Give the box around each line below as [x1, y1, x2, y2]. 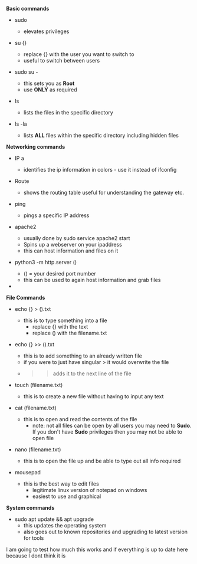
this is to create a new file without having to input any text [23, 393, 164, 400]
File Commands [6, 294, 45, 301]
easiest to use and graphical [32, 493, 101, 500]
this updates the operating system [23, 522, 107, 529]
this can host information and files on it [23, 247, 119, 254]
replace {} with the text [32, 323, 88, 330]
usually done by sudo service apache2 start [23, 235, 130, 241]
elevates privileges [23, 28, 70, 35]
